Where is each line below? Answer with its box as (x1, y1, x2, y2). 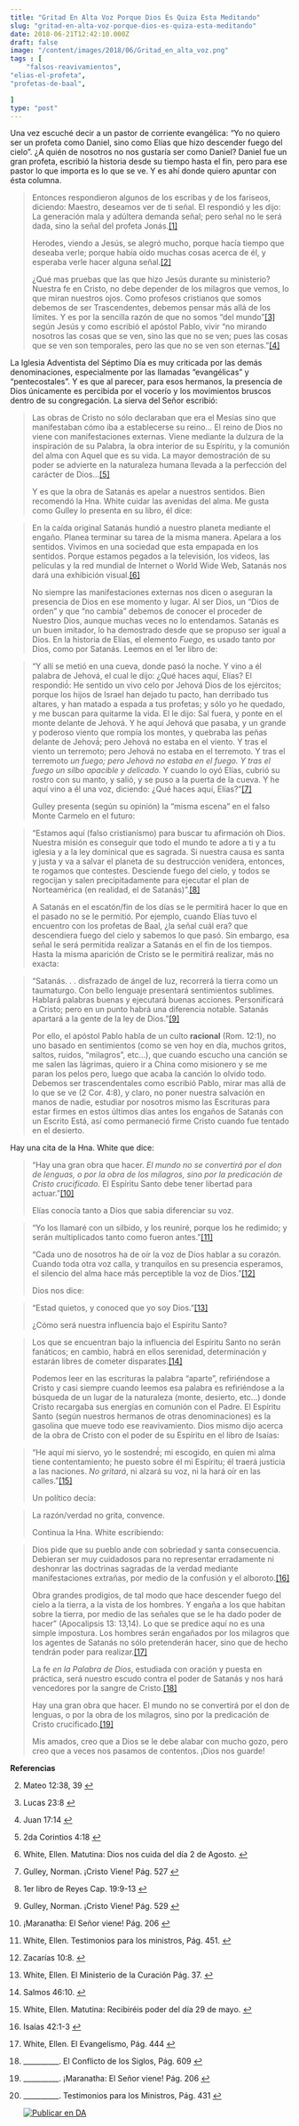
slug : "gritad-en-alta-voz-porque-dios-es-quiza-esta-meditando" (10, 21, 256, 30)
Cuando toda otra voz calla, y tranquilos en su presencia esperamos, (31, 1259, 284, 1269)
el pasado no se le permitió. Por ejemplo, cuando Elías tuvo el (31, 911, 257, 922)
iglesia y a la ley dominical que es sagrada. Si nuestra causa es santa (31, 847, 285, 858)
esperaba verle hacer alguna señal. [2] (31, 257, 172, 268)
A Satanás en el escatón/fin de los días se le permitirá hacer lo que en (31, 902, 287, 913)
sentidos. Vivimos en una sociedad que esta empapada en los (31, 542, 259, 552)
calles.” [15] (31, 1476, 73, 1486)
